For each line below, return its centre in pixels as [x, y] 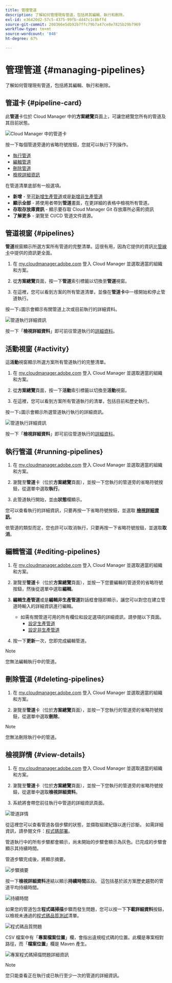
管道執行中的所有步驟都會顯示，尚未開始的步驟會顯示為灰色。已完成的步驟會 [86, 842]
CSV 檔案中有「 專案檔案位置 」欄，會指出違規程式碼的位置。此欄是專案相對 [84, 937]
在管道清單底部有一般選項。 [35, 186]
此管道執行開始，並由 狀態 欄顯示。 [49, 500]
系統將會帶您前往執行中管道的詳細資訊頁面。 [60, 803]
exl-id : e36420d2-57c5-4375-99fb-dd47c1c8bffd [56, 19]
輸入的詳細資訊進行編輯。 [49, 606]
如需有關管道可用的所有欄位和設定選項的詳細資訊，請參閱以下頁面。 [92, 617]
